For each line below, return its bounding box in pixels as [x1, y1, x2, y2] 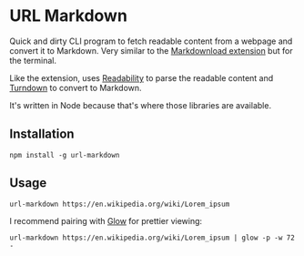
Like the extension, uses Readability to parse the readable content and [9, 72, 274, 83]
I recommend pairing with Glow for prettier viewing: [9, 215, 203, 226]
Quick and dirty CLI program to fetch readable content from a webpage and [9, 36, 293, 46]
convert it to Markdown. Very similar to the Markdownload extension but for [9, 45, 293, 56]
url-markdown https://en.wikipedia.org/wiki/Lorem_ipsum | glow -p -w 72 [9, 233, 296, 242]
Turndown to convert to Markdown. [9, 82, 143, 93]
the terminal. [9, 55, 57, 66]
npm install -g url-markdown [9, 150, 120, 159]
